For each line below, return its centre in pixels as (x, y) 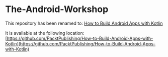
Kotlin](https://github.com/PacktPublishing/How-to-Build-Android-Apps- (80, 43)
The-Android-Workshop (57, 9)
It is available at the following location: (45, 33)
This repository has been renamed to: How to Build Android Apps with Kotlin (84, 23)
